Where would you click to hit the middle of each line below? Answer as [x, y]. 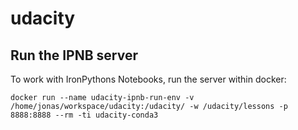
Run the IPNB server [74, 55]
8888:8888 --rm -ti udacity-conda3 [84, 115]
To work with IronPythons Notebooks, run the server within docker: [148, 79]
